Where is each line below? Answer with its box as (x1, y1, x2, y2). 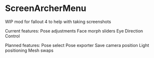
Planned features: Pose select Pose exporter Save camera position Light (5, 42, 149, 48)
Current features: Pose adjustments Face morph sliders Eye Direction (5, 28, 143, 34)
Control (5, 33, 20, 39)
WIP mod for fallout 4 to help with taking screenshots (5, 19, 111, 24)
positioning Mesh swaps (5, 47, 54, 53)
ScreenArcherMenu (5, 3, 86, 14)
